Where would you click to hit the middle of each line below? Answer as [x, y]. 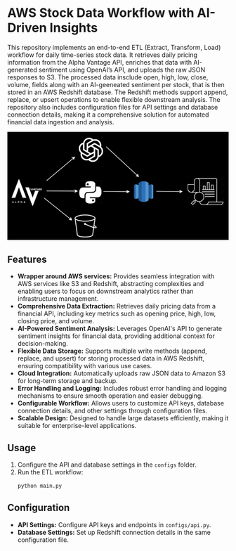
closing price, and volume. [56, 321]
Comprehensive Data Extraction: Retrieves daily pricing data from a [117, 306]
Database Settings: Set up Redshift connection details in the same [114, 532]
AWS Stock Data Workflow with [101, 13]
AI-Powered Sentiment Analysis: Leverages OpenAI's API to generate [120, 329]
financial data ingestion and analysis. [61, 122]
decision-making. [42, 344]
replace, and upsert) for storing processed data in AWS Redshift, [111, 358]
